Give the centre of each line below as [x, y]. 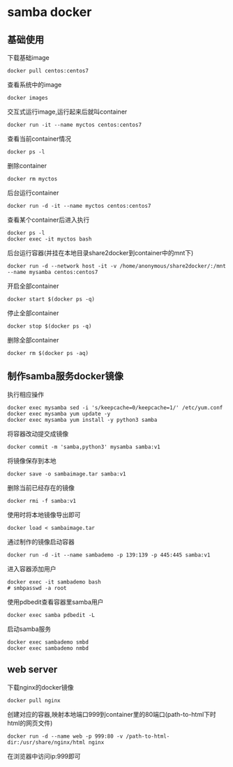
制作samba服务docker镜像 [65, 376]
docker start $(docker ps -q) [51, 299]
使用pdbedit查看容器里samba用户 [55, 602]
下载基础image [29, 58]
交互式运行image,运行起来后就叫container [67, 112]
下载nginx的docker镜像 [40, 687]
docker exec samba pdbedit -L [51, 615]
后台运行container [33, 193]
